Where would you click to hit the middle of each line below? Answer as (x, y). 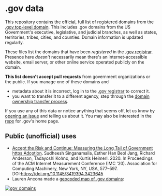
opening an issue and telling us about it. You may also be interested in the (78, 116)
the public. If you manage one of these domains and (57, 82)
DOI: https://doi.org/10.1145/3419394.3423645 (58, 173)
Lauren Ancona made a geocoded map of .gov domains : (68, 179)
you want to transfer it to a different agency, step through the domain (81, 96)
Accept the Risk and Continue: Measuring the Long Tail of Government (82, 148)
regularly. (15, 42)
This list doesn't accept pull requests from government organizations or (78, 76)
